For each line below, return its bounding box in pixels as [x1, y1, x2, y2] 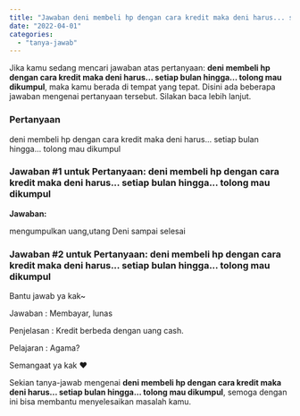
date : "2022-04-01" [9, 21, 82, 30]
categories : [9, 30, 54, 38]
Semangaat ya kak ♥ [9, 360, 87, 371]
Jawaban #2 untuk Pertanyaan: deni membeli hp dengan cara [9, 248, 281, 260]
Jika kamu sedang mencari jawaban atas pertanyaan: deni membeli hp [9, 63, 271, 73]
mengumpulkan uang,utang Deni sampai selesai [9, 225, 186, 236]
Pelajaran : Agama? [9, 343, 80, 353]
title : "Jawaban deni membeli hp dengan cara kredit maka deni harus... [9, 13, 286, 22]
